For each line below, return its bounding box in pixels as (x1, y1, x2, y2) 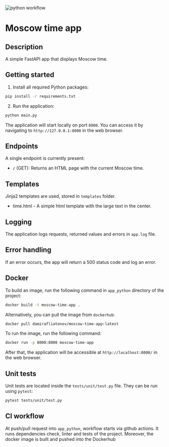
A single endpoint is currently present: (5, 155, 85, 161)
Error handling (5, 246, 52, 254)
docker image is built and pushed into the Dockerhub (5, 436, 116, 442)
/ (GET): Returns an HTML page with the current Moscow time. (12, 165, 144, 171)
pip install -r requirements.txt (5, 94, 76, 99)
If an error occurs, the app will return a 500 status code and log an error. (5, 259, 157, 265)
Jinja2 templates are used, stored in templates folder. (5, 193, 116, 199)
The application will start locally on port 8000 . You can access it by (5, 122, 143, 128)
